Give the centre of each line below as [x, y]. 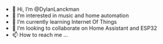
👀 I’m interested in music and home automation [70, 15]
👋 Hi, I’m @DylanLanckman [46, 9]
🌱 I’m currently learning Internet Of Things [64, 22]
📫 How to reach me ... [40, 35]
